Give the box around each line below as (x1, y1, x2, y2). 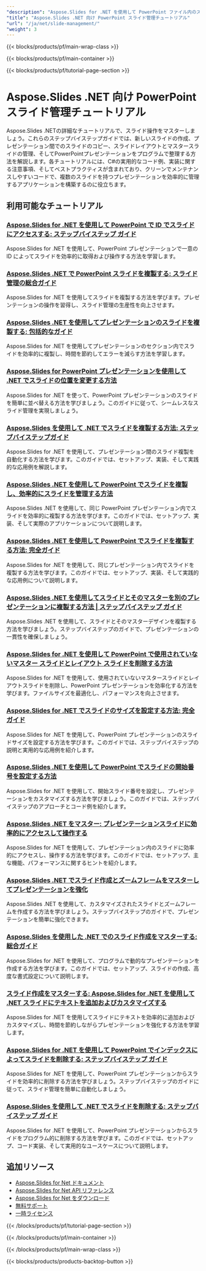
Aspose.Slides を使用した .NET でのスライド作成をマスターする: (6, 933, 197, 941)
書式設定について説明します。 (17, 972, 92, 980)
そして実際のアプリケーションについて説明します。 (17, 520, 145, 527)
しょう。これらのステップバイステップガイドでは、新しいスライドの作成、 (6, 135, 194, 142)
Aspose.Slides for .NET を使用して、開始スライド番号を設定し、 (6, 787, 168, 794)
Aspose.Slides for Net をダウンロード (15, 1194, 110, 1202)
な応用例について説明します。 (6, 576, 82, 584)
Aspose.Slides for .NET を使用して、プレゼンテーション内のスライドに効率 (6, 844, 195, 851)
